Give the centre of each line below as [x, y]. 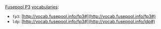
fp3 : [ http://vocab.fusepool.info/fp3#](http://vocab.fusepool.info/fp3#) [84, 16]
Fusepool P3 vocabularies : [32, 7]
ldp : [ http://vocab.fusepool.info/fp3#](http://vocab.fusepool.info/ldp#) [84, 22]
